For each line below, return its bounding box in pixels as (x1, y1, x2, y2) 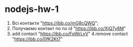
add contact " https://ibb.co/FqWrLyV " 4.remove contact (12, 30, 128, 36)
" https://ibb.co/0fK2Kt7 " (12, 36, 63, 42)
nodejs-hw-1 (5, 3, 59, 15)
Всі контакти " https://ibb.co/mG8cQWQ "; (12, 20, 99, 26)
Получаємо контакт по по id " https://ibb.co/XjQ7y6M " (12, 25, 126, 31)
